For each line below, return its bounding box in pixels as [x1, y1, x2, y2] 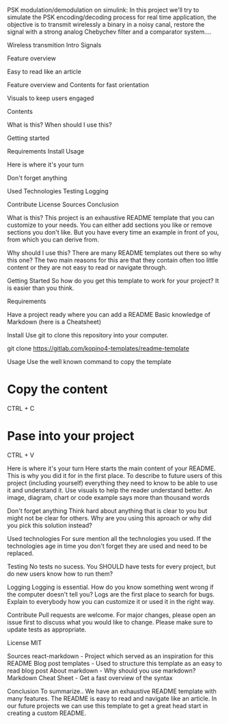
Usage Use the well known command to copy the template [7, 358, 172, 365]
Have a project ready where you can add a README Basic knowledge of [7, 311, 211, 318]
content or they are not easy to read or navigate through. [7, 263, 167, 271]
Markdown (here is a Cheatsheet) [7, 318, 101, 326]
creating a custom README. [7, 709, 87, 717]
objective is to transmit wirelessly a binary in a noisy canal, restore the [7, 21, 205, 28]
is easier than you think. [7, 284, 75, 292]
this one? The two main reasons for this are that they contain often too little [7, 256, 219, 264]
